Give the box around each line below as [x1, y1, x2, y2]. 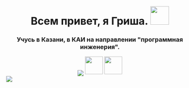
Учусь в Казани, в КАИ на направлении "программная [17, 35, 183, 44]
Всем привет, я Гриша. [30, 15, 149, 28]
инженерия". [80, 43, 120, 51]
